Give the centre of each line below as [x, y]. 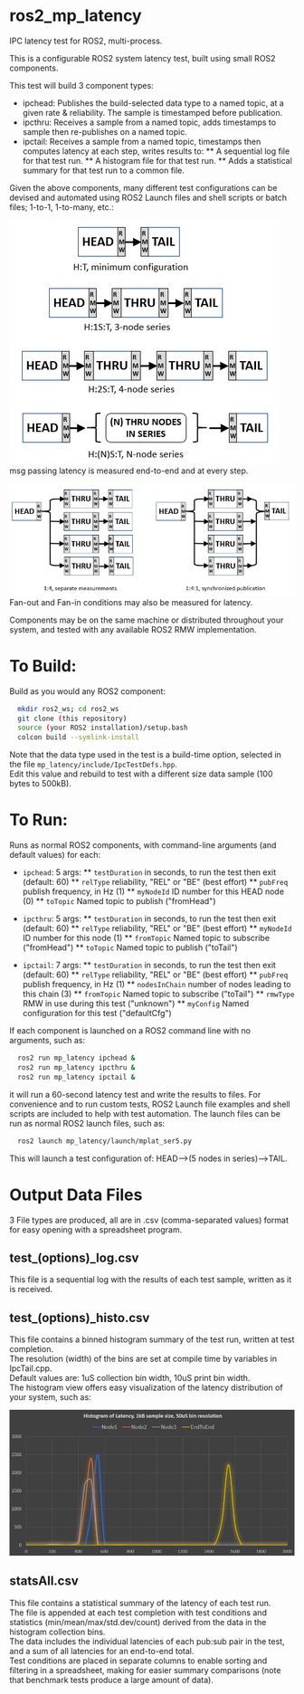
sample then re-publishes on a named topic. [104, 131]
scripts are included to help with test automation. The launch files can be [145, 1113]
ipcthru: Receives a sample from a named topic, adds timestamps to [149, 122]
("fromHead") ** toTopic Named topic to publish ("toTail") [130, 947]
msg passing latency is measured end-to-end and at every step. [129, 471]
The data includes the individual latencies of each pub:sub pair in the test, [147, 1641]
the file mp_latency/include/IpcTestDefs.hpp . [94, 765]
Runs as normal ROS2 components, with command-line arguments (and [143, 845]
